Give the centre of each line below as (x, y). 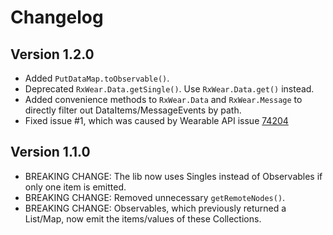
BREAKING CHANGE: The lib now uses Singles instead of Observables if (173, 176)
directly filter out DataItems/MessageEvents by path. (133, 110)
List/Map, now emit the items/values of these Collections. (143, 218)
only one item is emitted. (75, 187)
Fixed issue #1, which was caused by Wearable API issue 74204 (156, 120)
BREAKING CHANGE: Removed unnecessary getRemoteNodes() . (155, 197)
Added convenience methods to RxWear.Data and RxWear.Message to (163, 99)
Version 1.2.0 (52, 54)
